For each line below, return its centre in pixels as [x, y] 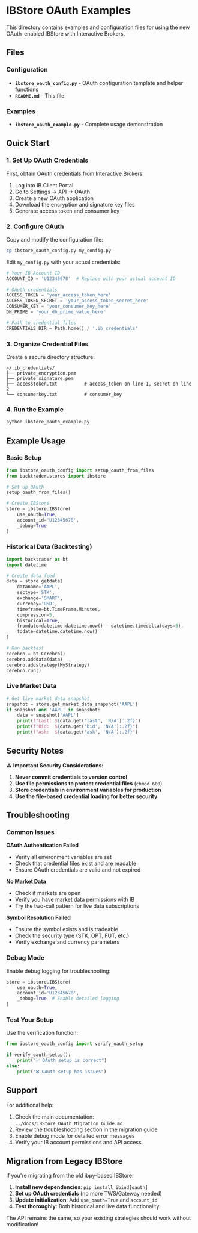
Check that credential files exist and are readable [76, 863]
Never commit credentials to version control [71, 777]
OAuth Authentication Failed [43, 845]
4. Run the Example [35, 409]
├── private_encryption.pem [41, 373]
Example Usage [36, 441]
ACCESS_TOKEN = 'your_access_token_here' [59, 295]
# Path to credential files [41, 323]
